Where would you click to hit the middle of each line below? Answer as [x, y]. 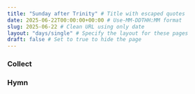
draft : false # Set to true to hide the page [74, 40]
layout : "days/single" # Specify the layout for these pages [98, 33]
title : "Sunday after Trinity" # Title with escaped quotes [96, 14]
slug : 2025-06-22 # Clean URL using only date [76, 26]
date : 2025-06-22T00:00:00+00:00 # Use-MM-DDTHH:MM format [95, 20]
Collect [20, 64]
